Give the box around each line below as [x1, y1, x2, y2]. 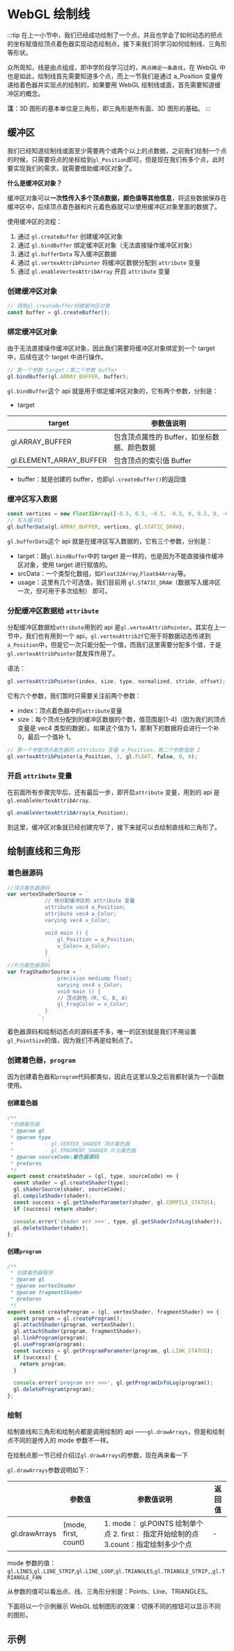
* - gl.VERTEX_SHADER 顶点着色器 [10, 1140, 130, 1148]
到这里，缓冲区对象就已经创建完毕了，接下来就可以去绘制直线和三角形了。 [7, 822, 221, 831]
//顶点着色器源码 [7, 885, 50, 892]
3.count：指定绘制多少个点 [104, 1540, 192, 1550]
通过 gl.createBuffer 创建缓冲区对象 [17, 232, 123, 240]
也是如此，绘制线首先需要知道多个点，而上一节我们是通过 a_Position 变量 [7, 71, 217, 80]
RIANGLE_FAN [7, 1574, 42, 1581]
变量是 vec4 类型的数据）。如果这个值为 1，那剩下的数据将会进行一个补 [17, 724, 220, 732]
